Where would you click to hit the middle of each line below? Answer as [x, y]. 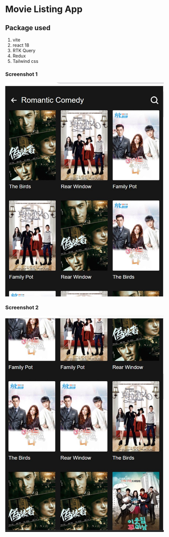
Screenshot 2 [22, 307]
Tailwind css [25, 61]
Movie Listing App [44, 9]
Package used [28, 28]
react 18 [21, 45]
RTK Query [24, 50]
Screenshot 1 [21, 74]
